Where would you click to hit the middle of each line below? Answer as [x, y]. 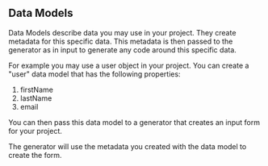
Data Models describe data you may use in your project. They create [122, 32]
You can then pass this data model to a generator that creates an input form [134, 122]
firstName [37, 89]
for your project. [36, 131]
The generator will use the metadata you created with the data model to [128, 146]
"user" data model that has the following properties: [94, 74]
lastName [36, 98]
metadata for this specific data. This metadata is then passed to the [121, 41]
